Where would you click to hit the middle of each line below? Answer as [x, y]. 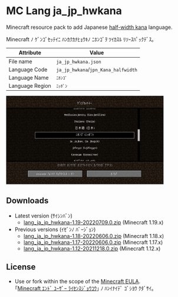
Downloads [27, 201]
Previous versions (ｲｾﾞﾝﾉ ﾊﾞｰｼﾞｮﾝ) [55, 229]
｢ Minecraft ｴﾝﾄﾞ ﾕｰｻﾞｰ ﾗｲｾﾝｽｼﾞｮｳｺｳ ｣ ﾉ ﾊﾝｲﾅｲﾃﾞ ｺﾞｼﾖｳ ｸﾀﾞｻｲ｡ [84, 288]
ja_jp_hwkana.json [78, 62]
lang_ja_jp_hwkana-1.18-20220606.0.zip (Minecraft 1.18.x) [94, 236]
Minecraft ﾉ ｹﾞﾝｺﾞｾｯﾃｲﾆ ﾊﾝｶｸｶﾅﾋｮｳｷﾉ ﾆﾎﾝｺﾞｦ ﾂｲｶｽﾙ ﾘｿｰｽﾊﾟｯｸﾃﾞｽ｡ [80, 39]
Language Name [29, 78]
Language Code [28, 70]
